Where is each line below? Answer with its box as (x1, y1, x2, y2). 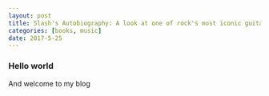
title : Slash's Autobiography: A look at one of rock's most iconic (8, 19, 242, 27)
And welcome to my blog (8, 78, 90, 88)
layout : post (8, 11, 52, 20)
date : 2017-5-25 (8, 34, 62, 42)
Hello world (8, 61, 54, 72)
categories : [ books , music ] (8, 26, 102, 34)
